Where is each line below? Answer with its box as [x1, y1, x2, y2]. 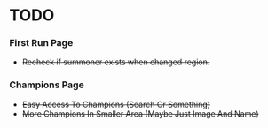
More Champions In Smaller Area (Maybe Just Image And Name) [21, 108, 259, 119]
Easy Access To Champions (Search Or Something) [21, 99, 211, 109]
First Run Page [9, 37, 74, 49]
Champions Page [9, 79, 84, 91]
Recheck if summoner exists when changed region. [21, 56, 210, 67]
